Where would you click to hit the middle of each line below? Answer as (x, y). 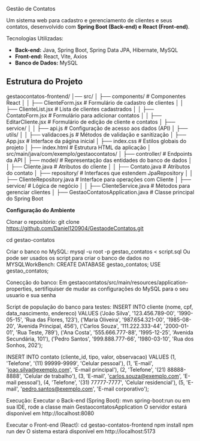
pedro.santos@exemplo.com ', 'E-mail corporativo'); (86, 389)
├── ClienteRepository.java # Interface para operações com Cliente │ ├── (99, 179)
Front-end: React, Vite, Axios (51, 56)
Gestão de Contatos (31, 9)
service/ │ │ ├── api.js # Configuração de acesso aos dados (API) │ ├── (97, 128)
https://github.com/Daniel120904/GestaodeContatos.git (75, 228)
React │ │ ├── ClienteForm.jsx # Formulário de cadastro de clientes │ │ (95, 102)
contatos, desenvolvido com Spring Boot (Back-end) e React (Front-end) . (98, 27)
